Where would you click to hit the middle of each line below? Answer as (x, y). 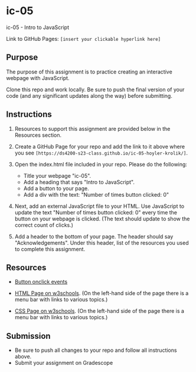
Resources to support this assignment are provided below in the (92, 129)
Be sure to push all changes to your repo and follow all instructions (96, 350)
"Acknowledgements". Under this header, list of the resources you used (102, 243)
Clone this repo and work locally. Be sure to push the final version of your (95, 89)
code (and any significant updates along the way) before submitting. (89, 95)
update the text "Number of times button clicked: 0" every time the (96, 212)
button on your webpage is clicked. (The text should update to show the (102, 219)
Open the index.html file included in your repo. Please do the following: (101, 164)
